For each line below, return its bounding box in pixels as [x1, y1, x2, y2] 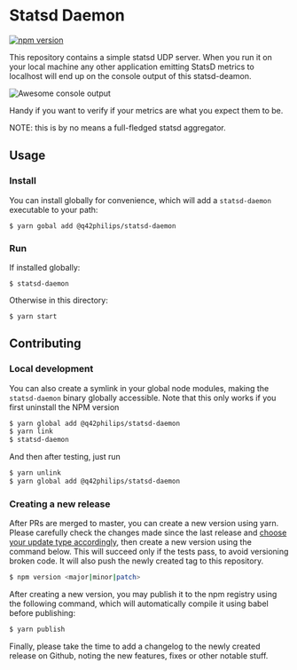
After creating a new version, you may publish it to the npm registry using [9, 589, 277, 600]
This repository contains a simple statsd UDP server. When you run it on [9, 51, 272, 62]
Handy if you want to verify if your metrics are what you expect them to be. [9, 105, 284, 115]
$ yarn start [9, 311, 58, 320]
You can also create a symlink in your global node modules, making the [9, 382, 270, 393]
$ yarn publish [9, 625, 66, 635]
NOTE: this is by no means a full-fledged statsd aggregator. [9, 122, 226, 133]
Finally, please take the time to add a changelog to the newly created [9, 641, 261, 652]
